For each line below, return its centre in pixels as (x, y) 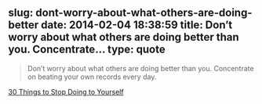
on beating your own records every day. (92, 77)
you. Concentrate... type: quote (87, 50)
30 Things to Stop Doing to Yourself (66, 91)
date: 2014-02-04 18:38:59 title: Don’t (136, 25)
